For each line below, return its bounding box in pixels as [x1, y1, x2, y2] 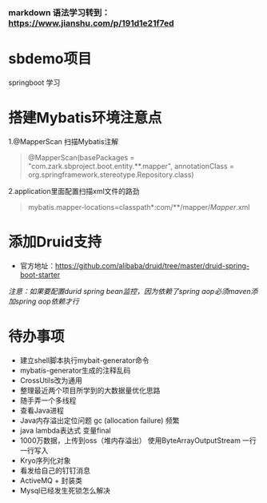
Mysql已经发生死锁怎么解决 [19, 485, 110, 495]
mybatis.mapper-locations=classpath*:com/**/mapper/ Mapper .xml [27, 202, 250, 211]
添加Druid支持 [8, 232, 102, 251]
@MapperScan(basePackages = [27, 152, 135, 162]
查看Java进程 [19, 405, 65, 415]
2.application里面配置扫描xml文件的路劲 [8, 186, 140, 195]
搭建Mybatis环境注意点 [8, 109, 162, 127]
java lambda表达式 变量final [19, 425, 111, 435]
